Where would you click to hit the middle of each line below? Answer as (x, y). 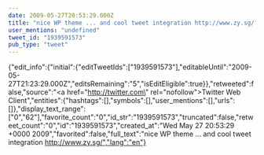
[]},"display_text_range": (47, 109)
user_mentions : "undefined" (54, 30)
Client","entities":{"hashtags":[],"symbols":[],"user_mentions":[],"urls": (122, 101)
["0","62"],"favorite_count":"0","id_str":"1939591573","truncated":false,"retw (131, 117)
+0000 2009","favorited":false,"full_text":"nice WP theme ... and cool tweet (130, 134)
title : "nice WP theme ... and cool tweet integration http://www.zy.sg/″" (135, 23)
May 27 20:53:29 (207, 126)
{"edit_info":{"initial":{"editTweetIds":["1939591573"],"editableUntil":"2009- (130, 67)
